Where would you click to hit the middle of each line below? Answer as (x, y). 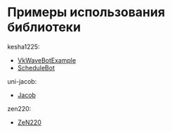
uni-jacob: (22, 81)
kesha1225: (24, 46)
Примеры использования (86, 12)
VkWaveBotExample (47, 60)
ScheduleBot (36, 68)
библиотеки (44, 27)
